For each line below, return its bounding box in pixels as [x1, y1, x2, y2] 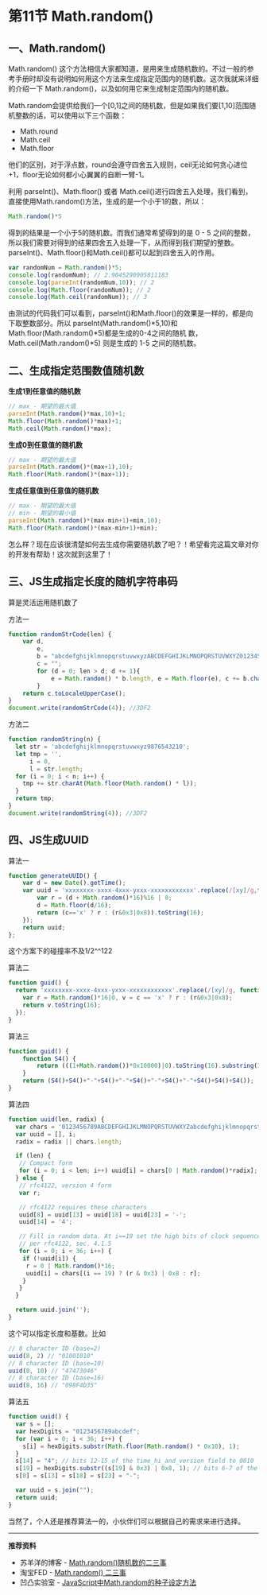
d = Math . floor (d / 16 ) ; [37, 902, 112, 910]
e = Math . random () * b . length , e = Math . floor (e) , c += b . [50, 674, 251, 682]
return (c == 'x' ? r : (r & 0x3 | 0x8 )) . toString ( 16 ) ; [37, 908, 204, 917]
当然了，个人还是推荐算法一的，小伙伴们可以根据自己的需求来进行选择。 [8, 1516, 245, 1526]
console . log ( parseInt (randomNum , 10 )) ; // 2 [8, 278, 155, 286]
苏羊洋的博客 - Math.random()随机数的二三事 [19, 1558, 167, 1567]
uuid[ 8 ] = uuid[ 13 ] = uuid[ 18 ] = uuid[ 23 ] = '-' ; [18, 1210, 187, 1219]
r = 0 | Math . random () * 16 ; [25, 1262, 115, 1270]
